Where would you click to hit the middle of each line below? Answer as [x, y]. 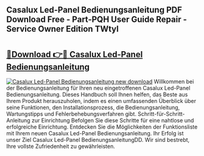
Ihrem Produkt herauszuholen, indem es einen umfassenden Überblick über [101, 101]
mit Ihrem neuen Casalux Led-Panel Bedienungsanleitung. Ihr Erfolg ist [95, 133]
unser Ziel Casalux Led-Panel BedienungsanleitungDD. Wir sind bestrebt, [98, 140]
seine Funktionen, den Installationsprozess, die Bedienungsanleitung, [93, 107]
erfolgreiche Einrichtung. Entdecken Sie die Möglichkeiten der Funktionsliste [102, 127]
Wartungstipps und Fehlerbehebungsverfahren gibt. [72, 114]
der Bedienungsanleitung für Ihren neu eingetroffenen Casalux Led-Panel [98, 88]
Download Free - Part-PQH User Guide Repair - [97, 20]
